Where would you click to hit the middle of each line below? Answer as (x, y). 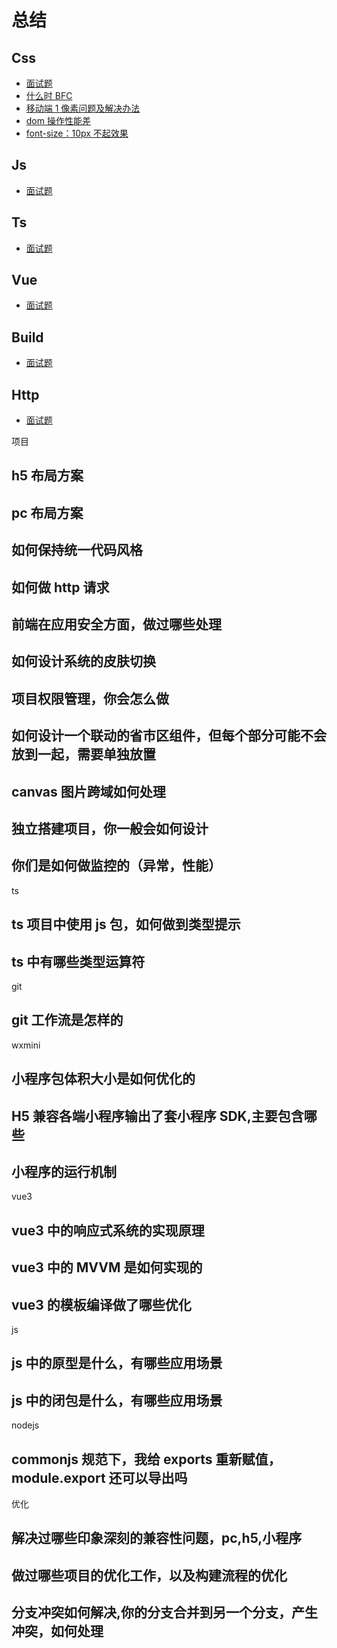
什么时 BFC (49, 95)
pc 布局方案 (47, 512)
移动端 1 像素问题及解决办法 (83, 108)
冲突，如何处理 (57, 1631)
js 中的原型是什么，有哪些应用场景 (117, 1363)
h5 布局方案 (47, 476)
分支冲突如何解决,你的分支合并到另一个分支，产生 (165, 1612)
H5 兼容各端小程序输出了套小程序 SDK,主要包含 (157, 1116)
